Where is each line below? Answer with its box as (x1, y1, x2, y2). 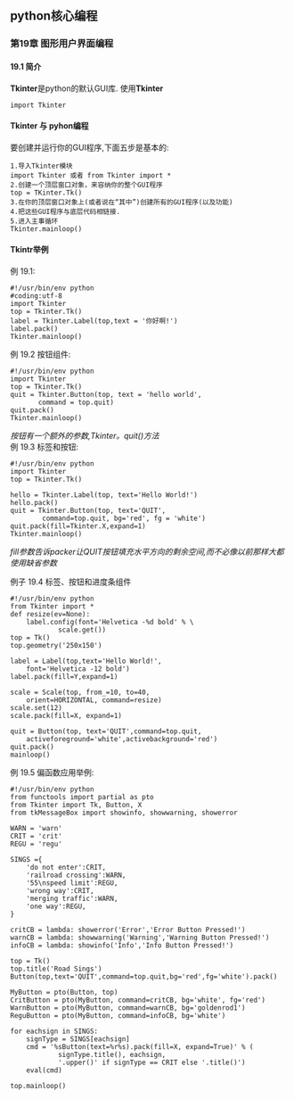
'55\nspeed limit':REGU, (26, 878, 118, 888)
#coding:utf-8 (10, 291, 63, 301)
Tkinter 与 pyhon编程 (10, 120, 89, 131)
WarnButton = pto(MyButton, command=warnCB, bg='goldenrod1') (10, 1003, 246, 1012)
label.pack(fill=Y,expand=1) (10, 672, 118, 681)
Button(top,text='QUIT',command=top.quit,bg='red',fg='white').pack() (10, 971, 278, 981)
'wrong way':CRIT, (26, 886, 94, 895)
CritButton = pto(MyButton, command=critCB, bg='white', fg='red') (10, 996, 266, 1004)
